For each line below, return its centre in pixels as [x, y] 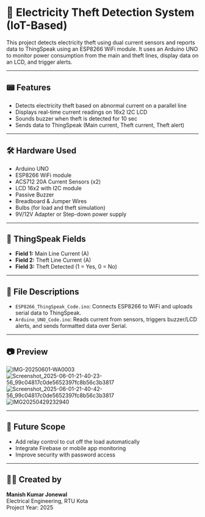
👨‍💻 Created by [34, 480]
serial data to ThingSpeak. [48, 313]
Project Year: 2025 [30, 507]
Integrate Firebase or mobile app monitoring [70, 448]
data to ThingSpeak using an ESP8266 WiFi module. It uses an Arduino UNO [102, 49]
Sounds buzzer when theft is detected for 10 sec [76, 118]
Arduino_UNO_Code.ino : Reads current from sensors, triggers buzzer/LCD [106, 319]
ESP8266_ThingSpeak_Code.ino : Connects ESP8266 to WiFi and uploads [104, 307]
